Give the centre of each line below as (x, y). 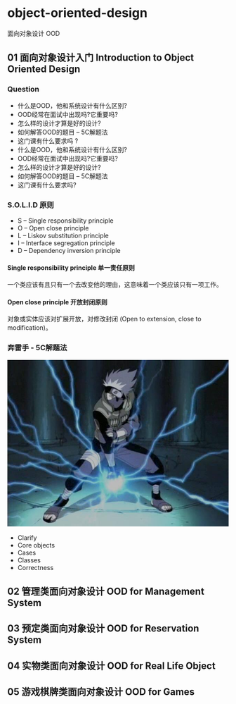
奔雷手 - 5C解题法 (37, 348)
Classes (29, 560)
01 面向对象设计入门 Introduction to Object (101, 58)
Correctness (35, 567)
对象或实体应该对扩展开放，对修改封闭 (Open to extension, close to (104, 319)
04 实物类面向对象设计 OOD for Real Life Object (111, 666)
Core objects (36, 545)
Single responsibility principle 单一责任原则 (71, 267)
